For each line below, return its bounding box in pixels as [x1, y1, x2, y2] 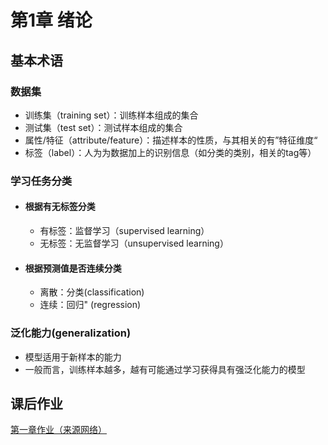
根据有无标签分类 [24, 201, 96, 213]
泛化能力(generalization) [10, 326, 132, 340]
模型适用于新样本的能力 [24, 351, 122, 363]
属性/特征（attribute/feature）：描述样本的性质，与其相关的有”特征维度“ [24, 134, 318, 146]
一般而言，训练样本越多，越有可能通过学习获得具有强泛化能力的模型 [24, 363, 306, 375]
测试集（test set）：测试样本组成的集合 [24, 121, 183, 133]
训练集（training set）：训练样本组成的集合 [24, 109, 199, 121]
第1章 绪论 [10, 9, 93, 32]
